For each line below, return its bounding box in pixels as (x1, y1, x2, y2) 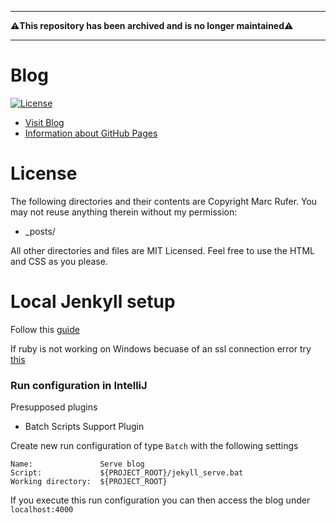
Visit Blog (24, 116, 65, 128)
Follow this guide (10, 323, 80, 335)
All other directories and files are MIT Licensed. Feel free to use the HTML (10, 244, 315, 256)
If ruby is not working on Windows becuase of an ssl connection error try (10, 342, 312, 355)
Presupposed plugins (10, 401, 98, 413)
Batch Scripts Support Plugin (24, 421, 145, 433)
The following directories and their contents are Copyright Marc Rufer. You (10, 195, 318, 207)
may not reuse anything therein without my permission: (10, 206, 238, 218)
